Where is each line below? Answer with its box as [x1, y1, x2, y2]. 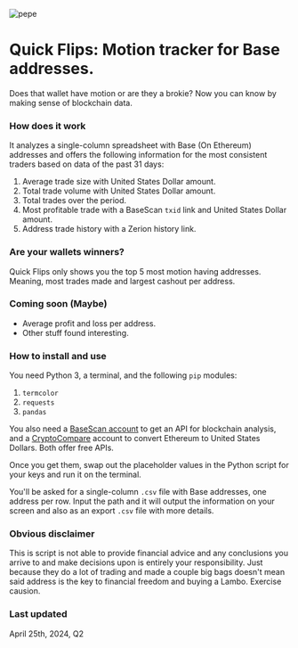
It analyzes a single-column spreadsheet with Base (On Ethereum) [9, 140, 252, 151]
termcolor [21, 389, 60, 398]
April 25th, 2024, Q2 [9, 628, 85, 639]
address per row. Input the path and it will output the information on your [9, 496, 276, 507]
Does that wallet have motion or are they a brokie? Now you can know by [9, 87, 278, 98]
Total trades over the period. [21, 195, 127, 206]
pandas [21, 408, 47, 417]
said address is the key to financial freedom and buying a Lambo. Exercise [9, 576, 282, 587]
